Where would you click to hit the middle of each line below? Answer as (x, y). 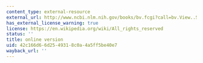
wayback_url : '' (27, 51)
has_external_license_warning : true (52, 23)
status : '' (20, 34)
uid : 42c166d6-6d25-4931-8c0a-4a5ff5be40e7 (62, 46)
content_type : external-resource (48, 12)
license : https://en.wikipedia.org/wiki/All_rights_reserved (85, 28)
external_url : (24, 17)
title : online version (35, 40)
